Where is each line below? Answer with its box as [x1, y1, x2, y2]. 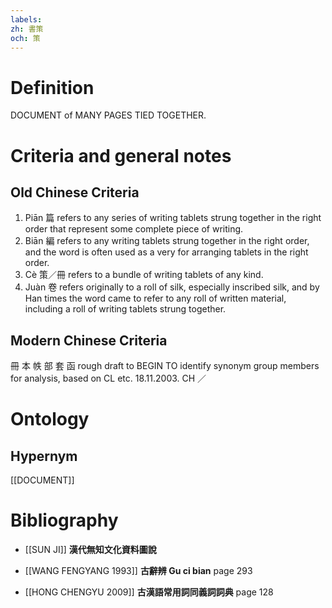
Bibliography [10, 509, 119, 532]
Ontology [10, 408, 90, 431]
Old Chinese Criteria [10, 184, 140, 201]
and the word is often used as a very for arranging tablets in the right [24, 246, 309, 258]
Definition [10, 76, 95, 99]
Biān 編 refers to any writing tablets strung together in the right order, [24, 235, 310, 247]
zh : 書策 [10, 24, 44, 34]
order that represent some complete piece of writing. [24, 223, 244, 235]
